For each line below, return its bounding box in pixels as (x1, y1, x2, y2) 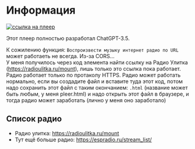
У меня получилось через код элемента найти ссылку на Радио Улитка (6, 59, 188, 66)
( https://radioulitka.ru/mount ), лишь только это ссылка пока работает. (6, 65, 181, 72)
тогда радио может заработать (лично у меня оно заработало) (6, 96, 166, 104)
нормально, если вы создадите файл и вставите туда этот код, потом (6, 78, 183, 85)
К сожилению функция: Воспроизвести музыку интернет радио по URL (6, 46, 179, 53)
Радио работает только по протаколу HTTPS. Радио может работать (6, 71, 181, 78)
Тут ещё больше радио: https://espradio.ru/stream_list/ (14, 136, 152, 143)
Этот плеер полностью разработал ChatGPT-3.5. (6, 34, 130, 42)
